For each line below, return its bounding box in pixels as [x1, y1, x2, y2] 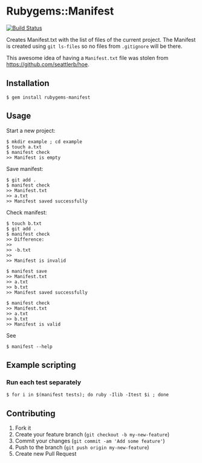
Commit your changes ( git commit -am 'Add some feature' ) [15, 438, 165, 445]
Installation [6, 78, 50, 88]
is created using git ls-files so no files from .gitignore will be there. [6, 42, 183, 50]
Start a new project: [6, 127, 56, 134]
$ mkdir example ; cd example [6, 138, 83, 145]
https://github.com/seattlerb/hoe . [6, 61, 90, 68]
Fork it [15, 424, 31, 431]
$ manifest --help [6, 344, 53, 350]
